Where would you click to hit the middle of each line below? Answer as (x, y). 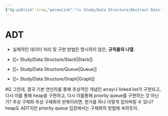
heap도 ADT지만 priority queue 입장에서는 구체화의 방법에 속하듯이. (72, 108)
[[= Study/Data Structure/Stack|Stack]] (52, 59)
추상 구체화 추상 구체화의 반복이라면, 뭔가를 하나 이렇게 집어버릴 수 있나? (83, 101)
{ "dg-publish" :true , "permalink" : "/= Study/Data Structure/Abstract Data (82, 10)
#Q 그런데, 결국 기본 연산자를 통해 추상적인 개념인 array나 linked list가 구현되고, (83, 89)
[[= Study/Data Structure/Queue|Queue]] (54, 69)
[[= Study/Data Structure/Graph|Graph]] (53, 79)
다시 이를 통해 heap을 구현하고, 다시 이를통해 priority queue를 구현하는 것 (77, 95)
